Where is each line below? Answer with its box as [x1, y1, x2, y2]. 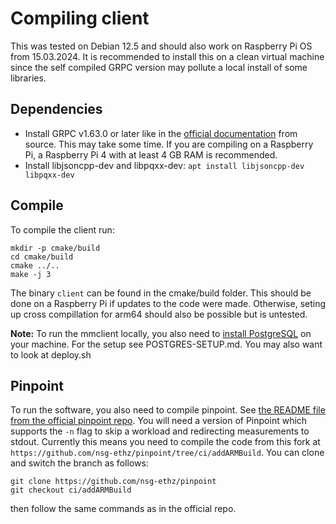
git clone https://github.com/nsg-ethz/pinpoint [10, 477, 217, 487]
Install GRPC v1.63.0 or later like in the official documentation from [24, 127, 298, 139]
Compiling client [10, 7, 150, 30]
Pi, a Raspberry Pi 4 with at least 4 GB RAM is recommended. [24, 148, 278, 161]
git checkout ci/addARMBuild [10, 485, 132, 496]
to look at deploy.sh [10, 348, 92, 361]
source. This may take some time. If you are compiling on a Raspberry [24, 138, 314, 150]
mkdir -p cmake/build [10, 243, 101, 253]
